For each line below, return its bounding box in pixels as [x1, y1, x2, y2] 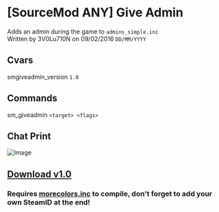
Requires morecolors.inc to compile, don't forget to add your [7, 189, 213, 198]
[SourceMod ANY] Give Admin [7, 5, 183, 21]
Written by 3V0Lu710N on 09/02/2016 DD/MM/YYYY [7, 34, 146, 42]
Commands [7, 92, 58, 104]
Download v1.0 [7, 168, 72, 180]
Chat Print [7, 130, 51, 142]
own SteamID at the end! [7, 197, 90, 207]
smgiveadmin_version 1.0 [7, 72, 79, 81]
